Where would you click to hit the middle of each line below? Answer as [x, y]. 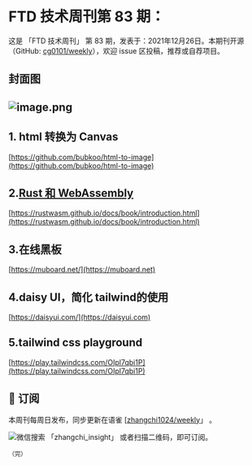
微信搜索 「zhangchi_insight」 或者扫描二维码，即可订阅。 [115, 437]
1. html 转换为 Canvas [63, 137]
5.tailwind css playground [76, 343]
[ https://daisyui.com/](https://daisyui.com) [80, 317]
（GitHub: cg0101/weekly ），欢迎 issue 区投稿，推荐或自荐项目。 [117, 50]
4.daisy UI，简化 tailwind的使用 [89, 297]
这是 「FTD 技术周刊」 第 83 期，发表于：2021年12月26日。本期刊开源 [126, 41]
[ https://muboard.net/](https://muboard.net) [82, 270]
